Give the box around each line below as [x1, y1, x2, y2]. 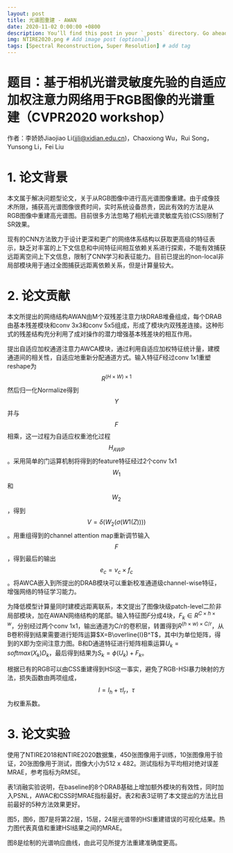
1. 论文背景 [7, 170, 68, 185]
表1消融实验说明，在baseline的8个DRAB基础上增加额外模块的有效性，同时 [7, 783, 218, 791]
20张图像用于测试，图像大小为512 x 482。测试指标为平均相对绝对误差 [19, 759, 219, 767]
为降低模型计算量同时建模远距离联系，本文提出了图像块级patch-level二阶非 [7, 602, 222, 611]
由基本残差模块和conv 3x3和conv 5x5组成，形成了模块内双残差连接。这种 [7, 321, 218, 329]
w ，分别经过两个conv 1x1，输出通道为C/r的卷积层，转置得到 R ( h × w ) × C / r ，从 [7, 620, 224, 630]
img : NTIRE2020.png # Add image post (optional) [7, 36, 150, 43]
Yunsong [7, 142, 33, 150]
